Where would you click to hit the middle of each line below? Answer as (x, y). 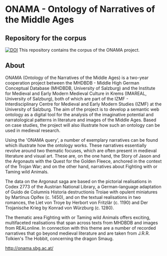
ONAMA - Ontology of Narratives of (80, 9)
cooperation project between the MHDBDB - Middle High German (72, 83)
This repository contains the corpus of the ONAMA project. (80, 50)
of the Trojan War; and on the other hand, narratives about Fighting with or (81, 166)
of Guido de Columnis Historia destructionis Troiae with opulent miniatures (81, 192)
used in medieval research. (33, 130)
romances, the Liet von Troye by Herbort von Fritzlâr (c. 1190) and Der (77, 202)
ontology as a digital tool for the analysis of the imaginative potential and (80, 114)
